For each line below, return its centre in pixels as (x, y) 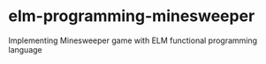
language (25, 49)
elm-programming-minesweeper (132, 16)
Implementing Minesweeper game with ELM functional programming (133, 40)
